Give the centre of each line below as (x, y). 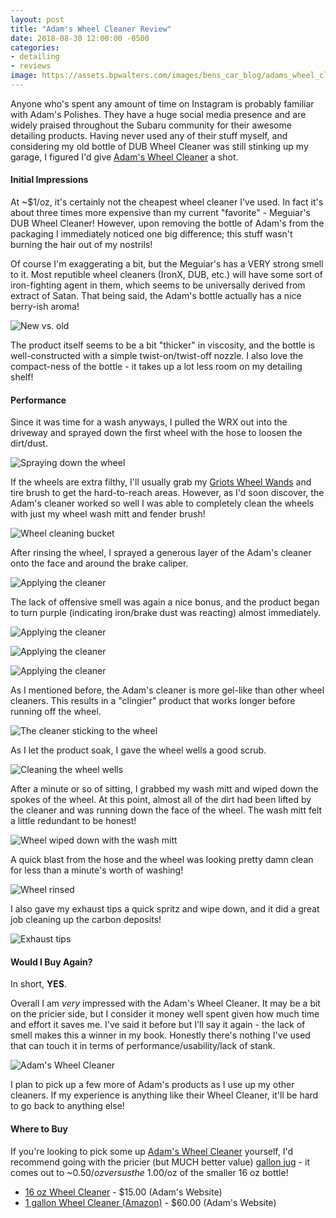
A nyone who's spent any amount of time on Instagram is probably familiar (162, 103)
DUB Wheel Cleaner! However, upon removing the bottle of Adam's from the (167, 223)
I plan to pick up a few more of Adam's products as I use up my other (152, 1085)
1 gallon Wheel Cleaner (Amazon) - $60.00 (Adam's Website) (150, 1202)
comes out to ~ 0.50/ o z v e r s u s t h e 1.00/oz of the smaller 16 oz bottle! (149, 1172)
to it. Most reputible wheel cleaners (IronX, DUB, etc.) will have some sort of (166, 275)
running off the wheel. (56, 712)
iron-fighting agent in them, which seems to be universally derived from (158, 285)
